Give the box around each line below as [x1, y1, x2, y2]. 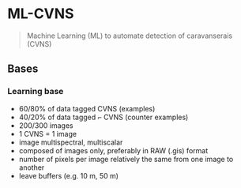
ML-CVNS [7, 5, 74, 23]
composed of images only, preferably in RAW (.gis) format [18, 145, 209, 155]
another [18, 163, 45, 172]
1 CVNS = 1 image [18, 129, 77, 138]
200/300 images [18, 120, 73, 130]
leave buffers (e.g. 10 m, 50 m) [18, 171, 119, 180]
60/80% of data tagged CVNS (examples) [18, 103, 156, 113]
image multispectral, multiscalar [18, 137, 123, 147]
